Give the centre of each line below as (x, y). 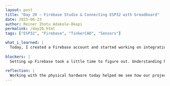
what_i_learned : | (25, 43)
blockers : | (18, 57)
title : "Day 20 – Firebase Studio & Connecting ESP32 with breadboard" (82, 15)
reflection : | (20, 71)
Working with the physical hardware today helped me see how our (80, 76)
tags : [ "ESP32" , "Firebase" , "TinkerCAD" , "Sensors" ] (63, 33)
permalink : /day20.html (30, 29)
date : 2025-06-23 (24, 19)
